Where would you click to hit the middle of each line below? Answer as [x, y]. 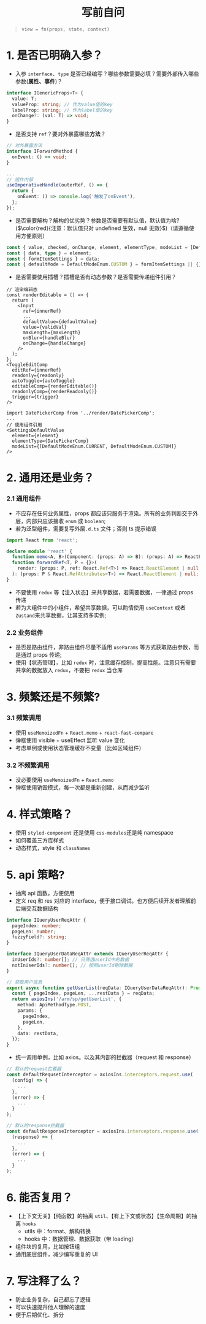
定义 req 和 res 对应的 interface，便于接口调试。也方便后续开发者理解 [103, 901]
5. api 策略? [36, 875]
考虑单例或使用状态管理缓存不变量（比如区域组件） [80, 748]
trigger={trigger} [36, 397]
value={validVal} [45, 327]
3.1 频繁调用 [24, 718]
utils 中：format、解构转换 [57, 1231]
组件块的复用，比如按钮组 [48, 1246]
